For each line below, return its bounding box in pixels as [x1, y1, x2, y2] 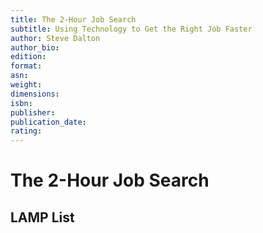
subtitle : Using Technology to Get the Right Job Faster [10, 24, 253, 34]
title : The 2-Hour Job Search [10, 14, 137, 25]
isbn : [10, 98, 33, 108]
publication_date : [10, 117, 87, 127]
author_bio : [10, 42, 60, 53]
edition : [10, 52, 47, 62]
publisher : [10, 107, 56, 118]
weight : [10, 80, 43, 90]
